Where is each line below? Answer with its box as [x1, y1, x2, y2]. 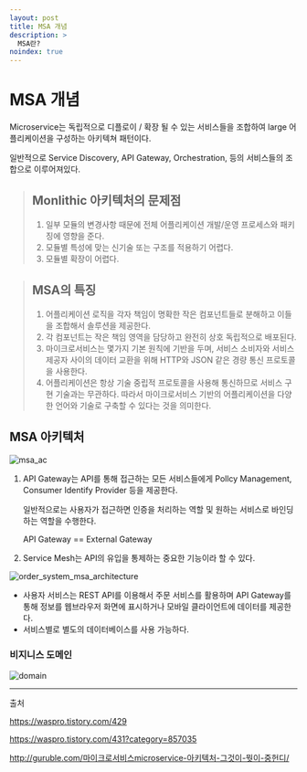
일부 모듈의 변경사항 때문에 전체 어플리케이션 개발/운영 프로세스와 [45, 218, 279, 229]
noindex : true [9, 48, 64, 57]
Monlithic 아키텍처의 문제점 [31, 193, 182, 208]
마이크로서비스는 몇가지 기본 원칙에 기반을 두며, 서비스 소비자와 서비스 [45, 343, 295, 354]
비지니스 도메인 [9, 649, 73, 661]
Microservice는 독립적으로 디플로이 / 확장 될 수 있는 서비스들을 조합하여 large [9, 122, 288, 132]
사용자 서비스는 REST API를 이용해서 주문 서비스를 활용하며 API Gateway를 [22, 589, 292, 600]
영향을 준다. [62, 230, 105, 241]
